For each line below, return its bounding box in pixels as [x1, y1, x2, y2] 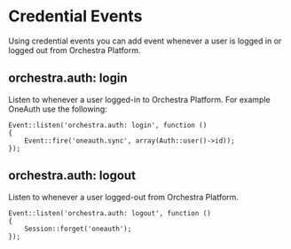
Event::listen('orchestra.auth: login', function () [8, 121, 208, 129]
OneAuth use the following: [8, 104, 107, 114]
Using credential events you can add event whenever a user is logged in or [8, 35, 282, 46]
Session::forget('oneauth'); [24, 224, 132, 233]
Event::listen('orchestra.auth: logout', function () [8, 208, 212, 218]
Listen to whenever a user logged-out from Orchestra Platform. [8, 191, 239, 202]
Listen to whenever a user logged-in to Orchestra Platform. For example [8, 94, 271, 105]
